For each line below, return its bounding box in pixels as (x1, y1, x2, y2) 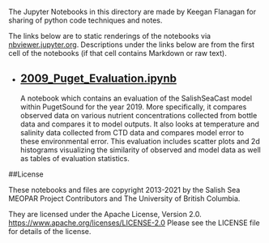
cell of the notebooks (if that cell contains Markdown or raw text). (8, 49, 227, 58)
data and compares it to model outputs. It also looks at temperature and (19, 119, 259, 129)
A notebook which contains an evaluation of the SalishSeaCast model (19, 93, 253, 103)
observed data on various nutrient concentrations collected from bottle (19, 110, 258, 120)
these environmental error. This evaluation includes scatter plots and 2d (19, 136, 261, 146)
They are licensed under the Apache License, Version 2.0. (8, 209, 203, 219)
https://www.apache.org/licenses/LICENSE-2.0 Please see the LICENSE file (8, 218, 261, 228)
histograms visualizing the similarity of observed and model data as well (19, 145, 261, 155)
